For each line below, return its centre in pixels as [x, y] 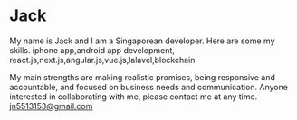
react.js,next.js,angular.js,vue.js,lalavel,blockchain [102, 60]
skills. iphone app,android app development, [92, 50]
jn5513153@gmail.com [51, 106]
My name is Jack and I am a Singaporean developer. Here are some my [142, 41]
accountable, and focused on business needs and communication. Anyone [148, 87]
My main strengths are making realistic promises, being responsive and [143, 77]
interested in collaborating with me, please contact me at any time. [134, 97]
